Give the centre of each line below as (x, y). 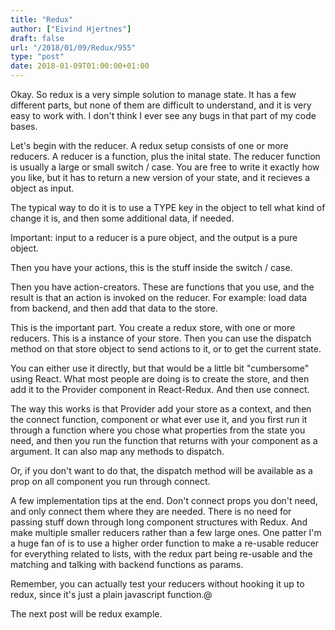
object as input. (42, 188)
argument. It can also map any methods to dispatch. (117, 451)
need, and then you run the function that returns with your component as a (164, 440)
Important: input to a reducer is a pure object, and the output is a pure (154, 237)
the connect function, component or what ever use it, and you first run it (159, 419)
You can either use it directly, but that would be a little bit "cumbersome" (160, 368)
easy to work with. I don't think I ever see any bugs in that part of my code (163, 115)
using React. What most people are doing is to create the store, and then (160, 379)
